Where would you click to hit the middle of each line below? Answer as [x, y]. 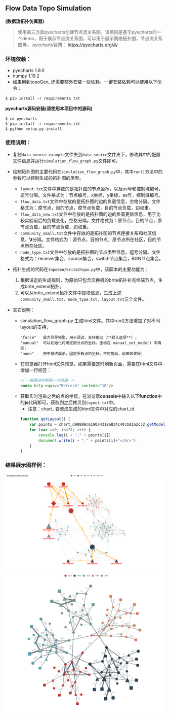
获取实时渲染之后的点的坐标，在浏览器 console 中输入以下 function [89, 396]
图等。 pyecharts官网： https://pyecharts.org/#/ [68, 45]
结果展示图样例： [26, 465]
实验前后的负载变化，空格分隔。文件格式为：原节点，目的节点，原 [93, 221]
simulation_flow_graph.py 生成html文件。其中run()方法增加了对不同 [90, 321]
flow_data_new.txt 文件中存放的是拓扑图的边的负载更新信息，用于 [88, 214]
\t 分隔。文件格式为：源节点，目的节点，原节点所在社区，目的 [93, 239]
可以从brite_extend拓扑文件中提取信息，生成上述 [71, 293]
